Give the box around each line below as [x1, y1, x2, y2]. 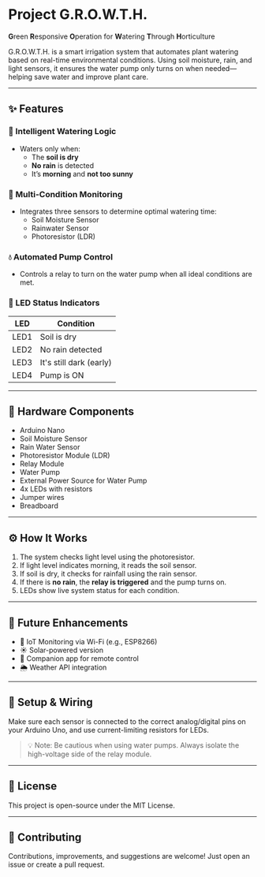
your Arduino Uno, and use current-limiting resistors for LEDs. [8, 725, 209, 734]
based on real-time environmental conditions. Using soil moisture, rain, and [8, 55, 252, 65]
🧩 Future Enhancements [8, 616, 129, 629]
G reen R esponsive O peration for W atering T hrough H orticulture [8, 32, 215, 41]
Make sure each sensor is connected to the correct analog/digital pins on [8, 716, 246, 726]
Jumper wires [19, 493, 65, 502]
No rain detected [39, 344, 103, 355]
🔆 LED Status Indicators [8, 297, 100, 308]
